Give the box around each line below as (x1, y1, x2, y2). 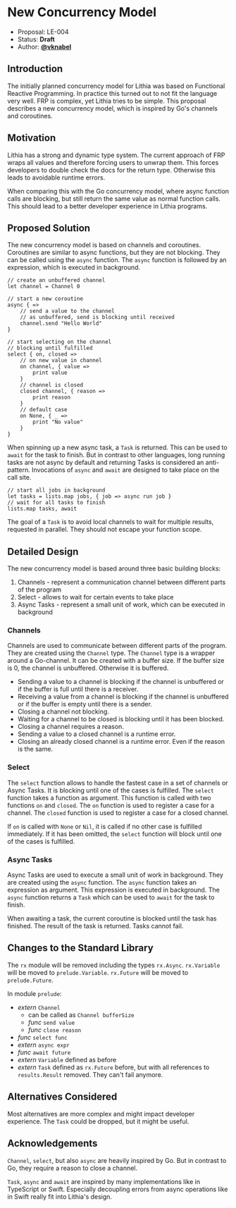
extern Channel (17, 1003, 61, 1011)
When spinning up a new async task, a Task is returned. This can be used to (7, 443, 228, 452)
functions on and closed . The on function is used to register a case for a (7, 801, 215, 809)
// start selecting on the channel (7, 339, 112, 346)
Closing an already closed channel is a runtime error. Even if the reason (17, 737, 225, 746)
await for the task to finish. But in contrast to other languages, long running (7, 451, 225, 459)
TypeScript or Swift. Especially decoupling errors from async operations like (7, 1185, 228, 1193)
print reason (32, 394, 71, 401)
